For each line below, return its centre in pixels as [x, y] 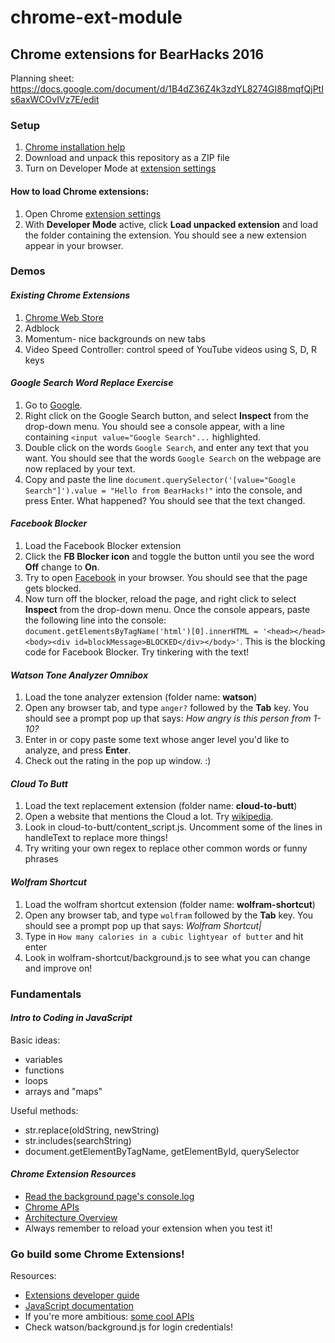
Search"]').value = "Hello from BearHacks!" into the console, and [163, 490]
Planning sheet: [42, 78]
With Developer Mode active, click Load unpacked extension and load [171, 224]
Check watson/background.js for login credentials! [128, 1327]
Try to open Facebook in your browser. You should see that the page [166, 578]
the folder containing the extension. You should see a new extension [165, 235]
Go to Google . [53, 405]
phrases [41, 859]
